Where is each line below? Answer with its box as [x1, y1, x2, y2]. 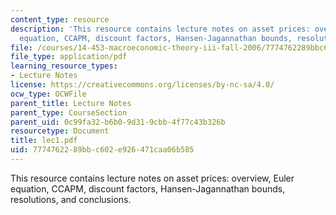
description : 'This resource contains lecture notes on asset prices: [10, 24, 311, 34]
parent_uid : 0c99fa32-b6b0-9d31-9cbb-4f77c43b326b [10, 117, 226, 127]
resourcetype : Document [10, 126, 110, 136]
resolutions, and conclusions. [10, 193, 132, 205]
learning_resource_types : [10, 61, 118, 71]
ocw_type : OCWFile [10, 89, 87, 99]
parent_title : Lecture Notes [10, 98, 132, 108]
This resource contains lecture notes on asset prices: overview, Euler [10, 172, 295, 184]
